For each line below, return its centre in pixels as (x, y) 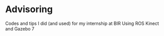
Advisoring (29, 9)
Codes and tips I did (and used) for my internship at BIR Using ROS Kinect (82, 23)
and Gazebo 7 (20, 28)
